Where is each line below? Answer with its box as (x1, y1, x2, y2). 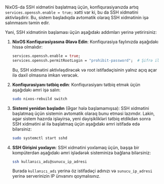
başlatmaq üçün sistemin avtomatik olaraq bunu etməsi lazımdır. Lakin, (12, 110, 155, 116)
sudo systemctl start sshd (12, 135, 68, 140)
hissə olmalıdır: (12, 44, 43, 50)
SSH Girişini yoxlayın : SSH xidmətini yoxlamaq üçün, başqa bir (12, 144, 140, 150)
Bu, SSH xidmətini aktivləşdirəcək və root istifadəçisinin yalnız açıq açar (12, 67, 158, 73)
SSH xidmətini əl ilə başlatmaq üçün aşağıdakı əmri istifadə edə (12, 121, 141, 127)
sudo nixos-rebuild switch (12, 96, 68, 101)
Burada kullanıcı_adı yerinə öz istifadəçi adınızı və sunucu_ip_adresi (12, 168, 153, 174)
